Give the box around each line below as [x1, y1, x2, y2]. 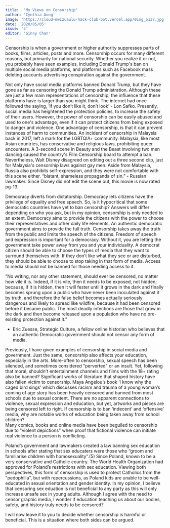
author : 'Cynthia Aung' [5, 12, 56, 17]
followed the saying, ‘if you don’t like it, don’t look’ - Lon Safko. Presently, [5, 103, 158, 109]
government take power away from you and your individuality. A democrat [5, 242, 160, 248]
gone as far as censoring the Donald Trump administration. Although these [5, 87, 161, 93]
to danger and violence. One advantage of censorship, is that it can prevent [5, 125, 163, 131]
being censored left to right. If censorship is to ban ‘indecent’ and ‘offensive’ [5, 406, 164, 412]
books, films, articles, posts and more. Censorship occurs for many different [5, 50, 164, 56]
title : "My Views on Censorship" [5, 7, 78, 13]
